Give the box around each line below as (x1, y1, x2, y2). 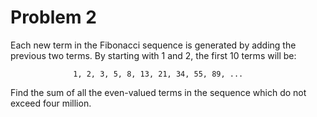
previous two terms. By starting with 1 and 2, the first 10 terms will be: (10, 49, 297, 61)
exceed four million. (10, 97, 92, 109)
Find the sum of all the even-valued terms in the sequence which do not (10, 86, 307, 98)
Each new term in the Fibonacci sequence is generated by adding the (10, 39, 297, 51)
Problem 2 (10, 6, 97, 29)
